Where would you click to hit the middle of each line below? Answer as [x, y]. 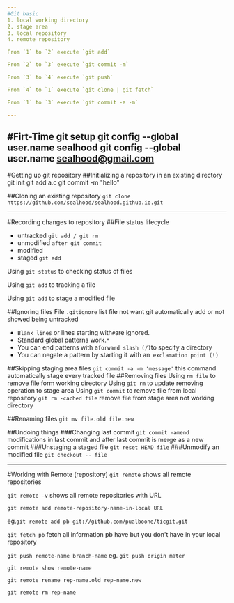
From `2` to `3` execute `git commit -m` [68, 65]
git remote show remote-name [49, 568]
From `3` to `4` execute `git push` [60, 77]
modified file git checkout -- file [57, 455]
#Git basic [23, 14]
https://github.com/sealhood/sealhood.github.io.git [85, 203]
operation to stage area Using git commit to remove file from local [102, 391]
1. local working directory [48, 20]
